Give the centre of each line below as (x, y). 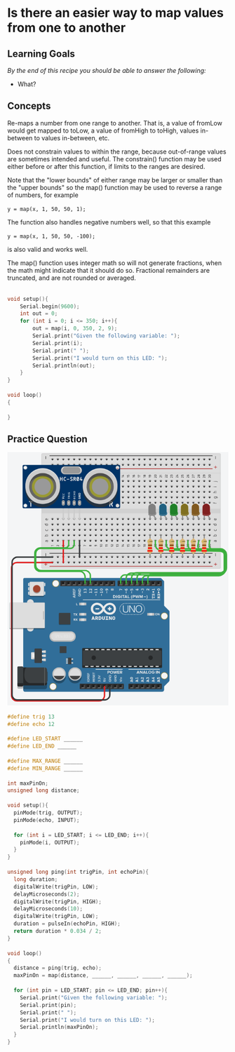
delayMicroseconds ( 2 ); (47, 894)
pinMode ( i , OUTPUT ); (50, 842)
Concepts (29, 106)
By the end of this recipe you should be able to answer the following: (107, 70)
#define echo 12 (31, 724)
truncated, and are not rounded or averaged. (72, 278)
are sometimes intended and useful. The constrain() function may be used (115, 159)
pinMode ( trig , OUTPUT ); (48, 813)
